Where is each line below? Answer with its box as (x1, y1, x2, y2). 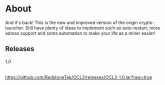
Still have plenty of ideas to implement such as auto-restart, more (25, 24, 160, 30)
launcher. (5, 24, 24, 30)
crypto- (138, 19, 155, 25)
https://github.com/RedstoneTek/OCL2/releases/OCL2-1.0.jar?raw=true (5, 74, 152, 80)
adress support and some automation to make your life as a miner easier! (5, 30, 156, 36)
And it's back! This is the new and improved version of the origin (5, 19, 138, 25)
